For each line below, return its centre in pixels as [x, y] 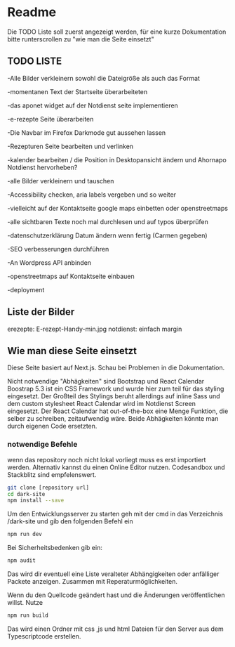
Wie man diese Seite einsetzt [72, 351]
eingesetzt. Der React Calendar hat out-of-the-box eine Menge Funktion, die [118, 411]
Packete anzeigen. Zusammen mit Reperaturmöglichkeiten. [92, 582]
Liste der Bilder [41, 312]
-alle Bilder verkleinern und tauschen [61, 181]
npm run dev [25, 535]
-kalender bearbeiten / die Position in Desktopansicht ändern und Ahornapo [117, 159]
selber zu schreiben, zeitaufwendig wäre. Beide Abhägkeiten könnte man [113, 419]
